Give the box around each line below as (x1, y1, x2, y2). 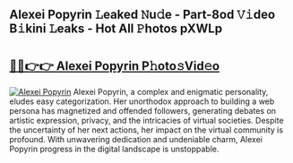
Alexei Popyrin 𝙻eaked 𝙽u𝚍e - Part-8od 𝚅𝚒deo (9, 7, 276, 22)
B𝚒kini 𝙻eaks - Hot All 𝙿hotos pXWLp (9, 21, 222, 37)
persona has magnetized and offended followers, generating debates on (9, 106, 276, 116)
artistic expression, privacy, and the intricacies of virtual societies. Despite (9, 116, 284, 125)
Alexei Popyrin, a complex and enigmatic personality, (73, 87, 269, 97)
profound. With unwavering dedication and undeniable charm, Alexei (9, 134, 263, 144)
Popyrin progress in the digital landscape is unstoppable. (9, 143, 220, 154)
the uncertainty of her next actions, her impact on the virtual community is (9, 124, 284, 135)
